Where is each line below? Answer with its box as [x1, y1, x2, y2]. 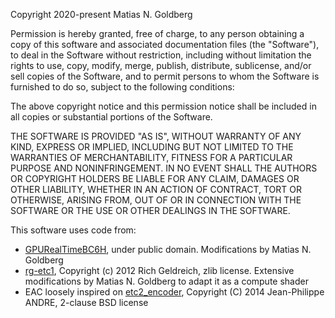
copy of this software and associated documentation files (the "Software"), [10, 39, 320, 50]
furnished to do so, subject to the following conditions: [10, 81, 235, 93]
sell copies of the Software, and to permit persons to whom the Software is [10, 70, 320, 82]
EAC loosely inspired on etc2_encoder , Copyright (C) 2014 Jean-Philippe [24, 286, 325, 298]
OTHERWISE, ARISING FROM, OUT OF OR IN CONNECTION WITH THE [10, 194, 302, 206]
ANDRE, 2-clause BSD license [24, 297, 149, 308]
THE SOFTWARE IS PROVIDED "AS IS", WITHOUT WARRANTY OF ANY [10, 130, 302, 142]
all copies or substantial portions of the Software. [10, 111, 213, 123]
